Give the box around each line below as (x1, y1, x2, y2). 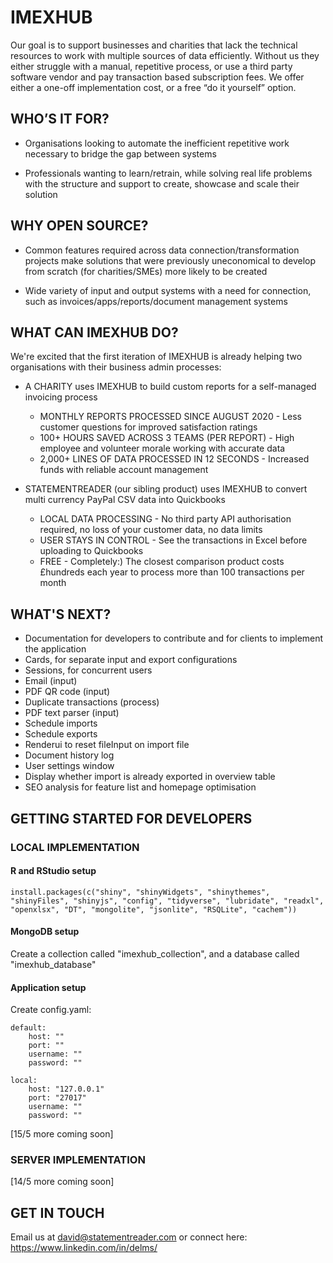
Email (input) (24, 675, 78, 687)
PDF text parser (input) (24, 707, 120, 719)
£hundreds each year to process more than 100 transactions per (39, 566, 305, 578)
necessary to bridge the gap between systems (24, 147, 217, 160)
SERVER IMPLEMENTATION (10, 1153, 146, 1167)
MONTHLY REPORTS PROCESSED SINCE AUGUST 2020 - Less (39, 411, 302, 423)
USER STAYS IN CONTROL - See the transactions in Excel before (39, 534, 308, 546)
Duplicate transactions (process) (24, 696, 160, 708)
